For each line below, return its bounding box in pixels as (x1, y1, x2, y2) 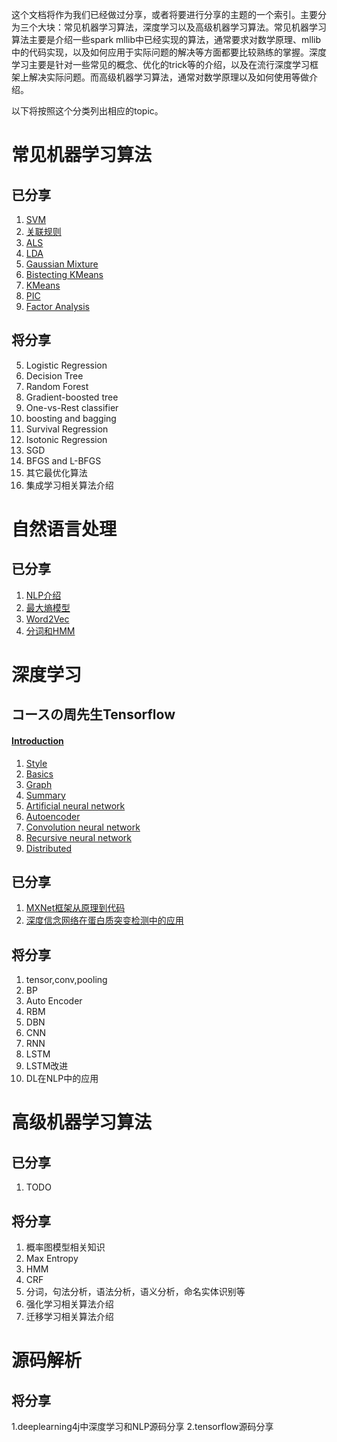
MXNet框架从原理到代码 (25, 902, 126, 914)
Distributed (25, 842, 73, 854)
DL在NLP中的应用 (25, 1073, 99, 1085)
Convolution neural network (25, 821, 141, 833)
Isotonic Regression (25, 433, 108, 445)
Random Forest (25, 380, 89, 392)
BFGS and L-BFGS (25, 454, 102, 467)
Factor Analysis (25, 301, 90, 312)
